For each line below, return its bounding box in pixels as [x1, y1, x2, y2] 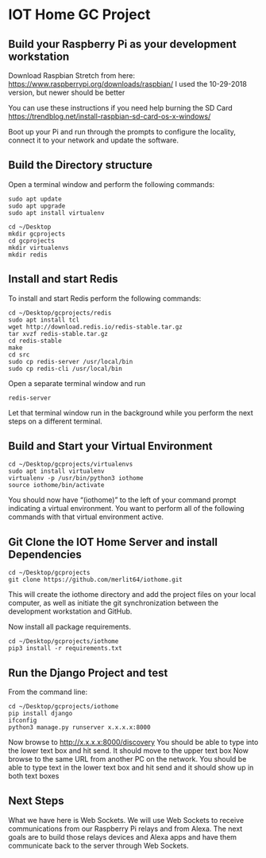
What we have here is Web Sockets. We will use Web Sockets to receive [8, 815, 245, 825]
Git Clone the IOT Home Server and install [8, 535, 218, 548]
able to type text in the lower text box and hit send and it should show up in [8, 762, 254, 773]
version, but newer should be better [8, 88, 125, 97]
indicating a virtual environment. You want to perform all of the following [8, 504, 245, 513]
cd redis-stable [8, 337, 62, 345]
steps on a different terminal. [8, 416, 103, 426]
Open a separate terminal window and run [8, 378, 146, 388]
